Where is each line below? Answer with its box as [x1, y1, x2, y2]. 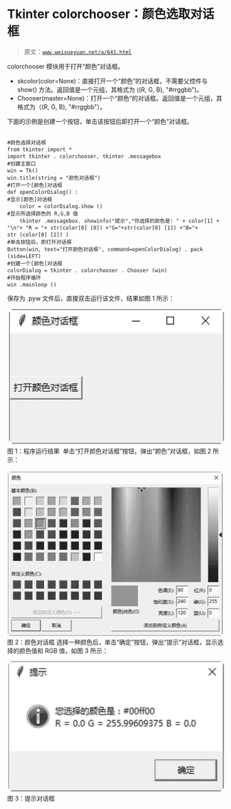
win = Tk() [7, 167, 38, 174]
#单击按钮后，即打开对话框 [7, 238, 72, 245]
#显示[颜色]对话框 [7, 196, 53, 203]
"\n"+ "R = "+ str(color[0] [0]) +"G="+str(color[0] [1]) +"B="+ [7, 224, 198, 231]
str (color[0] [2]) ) [7, 231, 69, 238]
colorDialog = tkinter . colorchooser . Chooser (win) [7, 266, 168, 274]
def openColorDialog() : [7, 189, 78, 196]
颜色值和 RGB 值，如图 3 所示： [19, 647, 109, 655]
